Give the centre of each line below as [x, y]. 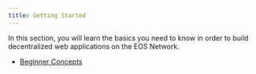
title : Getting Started [47, 15]
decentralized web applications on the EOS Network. [94, 46]
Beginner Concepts [51, 61]
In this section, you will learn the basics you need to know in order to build [128, 38]
